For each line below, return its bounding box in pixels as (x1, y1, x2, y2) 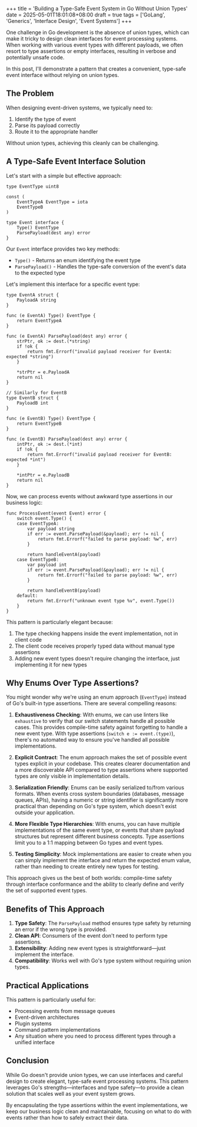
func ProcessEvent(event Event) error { (6, 510, 107, 516)
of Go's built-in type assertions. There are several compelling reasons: (6, 700, 177, 707)
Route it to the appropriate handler (14, 128, 98, 135)
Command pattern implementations (14, 1026, 101, 1033)
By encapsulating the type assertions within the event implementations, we (6, 1101, 188, 1108)
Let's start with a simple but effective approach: (6, 172, 122, 179)
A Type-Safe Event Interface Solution (6, 156, 146, 166)
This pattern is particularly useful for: (6, 996, 96, 1003)
